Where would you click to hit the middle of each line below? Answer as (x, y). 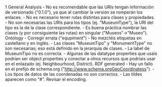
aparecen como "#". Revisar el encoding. (46, 79)
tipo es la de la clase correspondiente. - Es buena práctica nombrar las (76, 28)
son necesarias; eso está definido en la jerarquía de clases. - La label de (77, 48)
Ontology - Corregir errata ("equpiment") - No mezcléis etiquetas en (73, 38)
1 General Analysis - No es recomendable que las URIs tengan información (79, 7)
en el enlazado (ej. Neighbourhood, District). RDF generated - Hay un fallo (79, 64)
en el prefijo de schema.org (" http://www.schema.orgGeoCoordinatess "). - (80, 69)
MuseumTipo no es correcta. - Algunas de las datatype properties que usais (81, 53)
